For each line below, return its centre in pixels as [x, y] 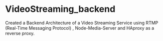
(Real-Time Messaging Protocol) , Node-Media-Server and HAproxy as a [80, 28]
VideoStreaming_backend [60, 9]
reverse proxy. [20, 33]
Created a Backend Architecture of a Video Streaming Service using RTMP [82, 23]
